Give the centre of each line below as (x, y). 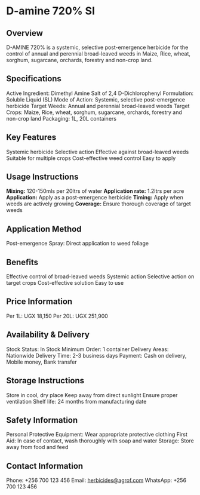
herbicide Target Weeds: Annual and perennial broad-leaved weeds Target (98, 106)
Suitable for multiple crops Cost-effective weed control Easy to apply (91, 158)
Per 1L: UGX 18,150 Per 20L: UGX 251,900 (57, 316)
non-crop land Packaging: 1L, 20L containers (61, 118)
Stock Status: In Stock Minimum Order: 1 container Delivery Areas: (87, 349)
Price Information (39, 302)
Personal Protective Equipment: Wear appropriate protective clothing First (97, 435)
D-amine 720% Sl (51, 11)
